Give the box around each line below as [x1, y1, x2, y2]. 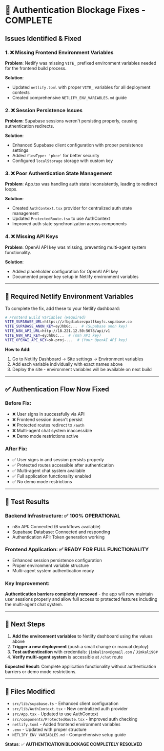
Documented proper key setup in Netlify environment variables [12, 274, 139, 280]
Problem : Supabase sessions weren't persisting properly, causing [5, 118, 138, 124]
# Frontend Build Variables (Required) [5, 315, 86, 320]
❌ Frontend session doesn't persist [12, 416, 83, 422]
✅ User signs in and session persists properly [12, 456, 104, 462]
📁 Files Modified [5, 687, 55, 696]
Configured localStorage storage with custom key [12, 158, 113, 164]
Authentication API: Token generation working [12, 534, 105, 540]
